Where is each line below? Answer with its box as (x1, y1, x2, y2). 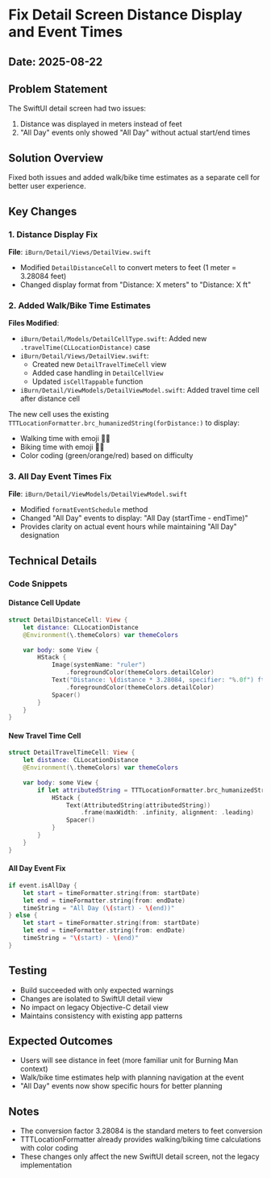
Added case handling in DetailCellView (31, 368, 164, 378)
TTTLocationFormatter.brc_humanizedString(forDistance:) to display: (8, 418, 240, 428)
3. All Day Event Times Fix (8, 471, 112, 482)
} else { (8, 911, 38, 920)
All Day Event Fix (8, 864, 66, 873)
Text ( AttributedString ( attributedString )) (65, 801, 211, 810)
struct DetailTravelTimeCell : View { (8, 748, 135, 757)
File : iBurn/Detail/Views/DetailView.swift (8, 247, 152, 256)
